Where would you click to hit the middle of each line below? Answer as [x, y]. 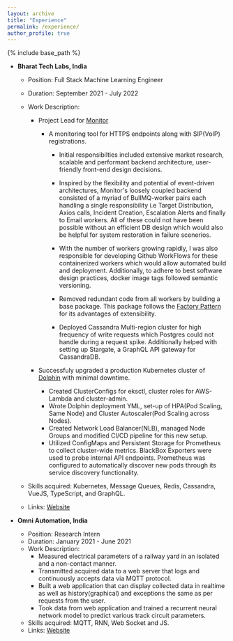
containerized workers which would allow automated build [143, 263]
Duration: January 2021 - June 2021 [79, 541]
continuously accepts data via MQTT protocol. [105, 578]
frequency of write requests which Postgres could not [136, 334]
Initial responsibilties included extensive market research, [142, 155]
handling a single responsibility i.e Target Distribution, [136, 206]
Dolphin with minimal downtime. [84, 378]
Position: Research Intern [64, 534]
